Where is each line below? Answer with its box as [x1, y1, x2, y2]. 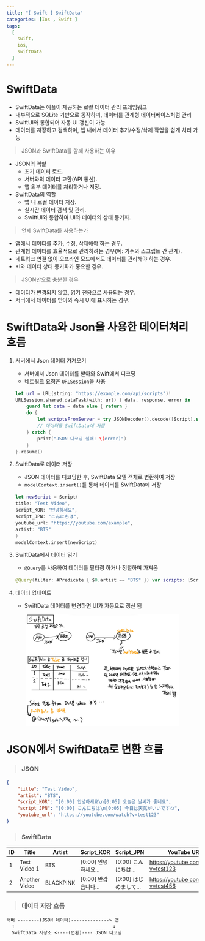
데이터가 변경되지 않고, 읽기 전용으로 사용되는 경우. [15, 289, 136, 296]
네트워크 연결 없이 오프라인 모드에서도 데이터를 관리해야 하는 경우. [15, 255, 172, 262]
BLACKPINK [45, 879, 76, 886]
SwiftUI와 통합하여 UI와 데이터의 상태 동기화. [24, 213, 131, 221]
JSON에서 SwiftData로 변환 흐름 [6, 743, 164, 757]
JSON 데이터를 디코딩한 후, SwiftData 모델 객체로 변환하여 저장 [24, 474, 176, 481]
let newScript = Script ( [15, 494, 79, 501]
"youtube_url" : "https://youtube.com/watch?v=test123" [17, 812, 160, 818]
